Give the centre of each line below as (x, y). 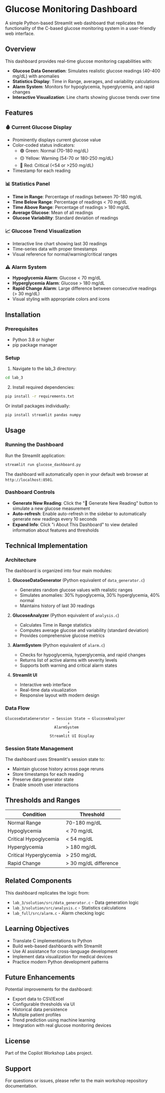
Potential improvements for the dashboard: (49, 989)
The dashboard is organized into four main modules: (59, 571)
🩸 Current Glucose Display (39, 127)
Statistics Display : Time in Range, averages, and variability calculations (86, 81)
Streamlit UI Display (72, 736)
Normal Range (24, 822)
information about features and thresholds (55, 530)
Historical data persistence (40, 1009)
